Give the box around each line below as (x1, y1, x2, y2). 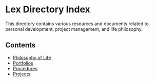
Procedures (12, 65, 37, 71)
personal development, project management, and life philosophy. (5, 26, 143, 32)
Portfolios (12, 60, 33, 66)
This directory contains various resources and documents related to (5, 20, 149, 27)
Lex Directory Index (5, 4, 91, 15)
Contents (5, 41, 36, 50)
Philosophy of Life (12, 54, 51, 60)
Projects (12, 71, 31, 77)
